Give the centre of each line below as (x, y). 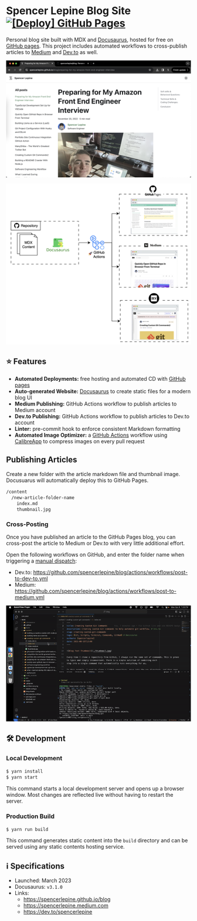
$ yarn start (22, 777)
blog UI (23, 397)
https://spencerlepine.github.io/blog (67, 899)
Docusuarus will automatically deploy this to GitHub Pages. (77, 480)
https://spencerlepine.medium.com (66, 906)
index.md (27, 503)
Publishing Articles (42, 460)
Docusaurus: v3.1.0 (38, 887)
